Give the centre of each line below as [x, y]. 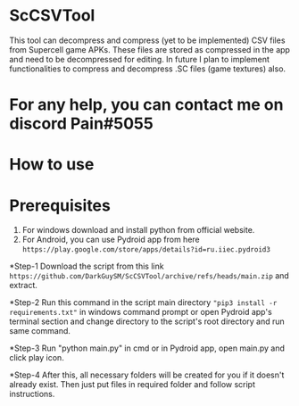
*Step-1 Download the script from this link [87, 266]
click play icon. [37, 358]
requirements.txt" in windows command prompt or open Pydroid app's [141, 312]
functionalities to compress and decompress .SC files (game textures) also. [148, 69]
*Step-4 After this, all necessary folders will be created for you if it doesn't [147, 375]
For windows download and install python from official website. [138, 230]
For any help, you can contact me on [146, 105]
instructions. [32, 394]
